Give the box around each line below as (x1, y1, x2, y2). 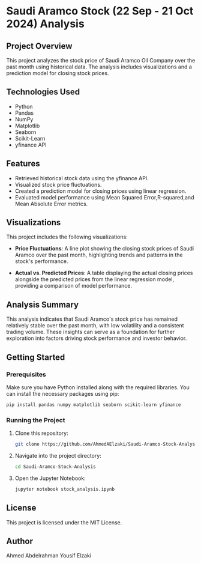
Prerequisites (6, 370, 46, 378)
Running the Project (6, 416, 65, 424)
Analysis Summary (6, 299, 79, 310)
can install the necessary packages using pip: (6, 390, 119, 397)
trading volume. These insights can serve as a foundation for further (6, 329, 175, 336)
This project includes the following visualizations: (6, 233, 128, 241)
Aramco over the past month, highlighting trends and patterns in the (14, 251, 183, 259)
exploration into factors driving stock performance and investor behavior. (6, 335, 187, 342)
